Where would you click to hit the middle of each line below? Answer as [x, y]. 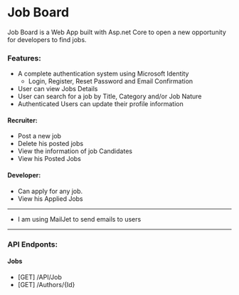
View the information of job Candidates [75, 151]
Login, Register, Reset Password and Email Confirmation [111, 81]
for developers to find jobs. [47, 39]
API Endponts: [33, 244]
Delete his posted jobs [51, 144]
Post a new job [39, 136]
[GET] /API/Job [40, 277]
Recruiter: [22, 120]
